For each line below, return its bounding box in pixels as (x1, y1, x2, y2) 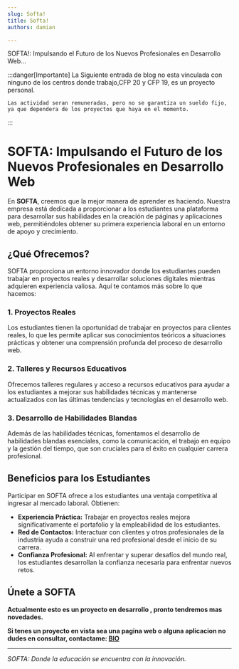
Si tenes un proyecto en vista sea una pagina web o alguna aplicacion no (7, 626, 226, 635)
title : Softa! (7, 17, 50, 24)
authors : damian (7, 23, 55, 31)
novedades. (7, 613, 44, 621)
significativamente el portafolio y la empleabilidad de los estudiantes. (17, 520, 221, 529)
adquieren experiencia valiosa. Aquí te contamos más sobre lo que (7, 282, 203, 290)
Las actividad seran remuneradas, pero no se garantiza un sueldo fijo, (7, 100, 228, 107)
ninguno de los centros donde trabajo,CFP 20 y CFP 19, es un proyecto (7, 78, 216, 87)
